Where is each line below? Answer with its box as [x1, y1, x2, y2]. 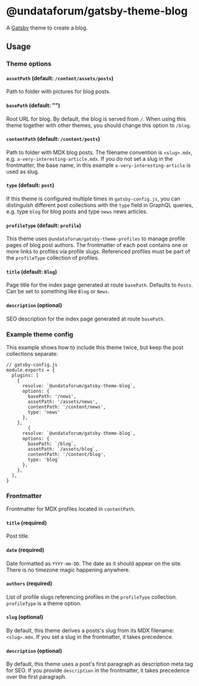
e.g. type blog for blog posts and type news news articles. [6, 208, 148, 215]
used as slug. [6, 167, 40, 175]
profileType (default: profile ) [6, 222, 82, 229]
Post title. [6, 532, 30, 540]
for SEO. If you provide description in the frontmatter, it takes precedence [6, 667, 190, 674]
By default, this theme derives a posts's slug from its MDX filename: [6, 627, 174, 634]
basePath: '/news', [28, 393, 77, 399]
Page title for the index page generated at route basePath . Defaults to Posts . [6, 281, 194, 288]
